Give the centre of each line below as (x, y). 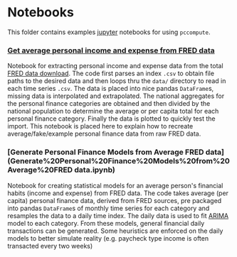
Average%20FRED (40, 170)
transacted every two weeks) (50, 246)
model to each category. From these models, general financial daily (106, 223)
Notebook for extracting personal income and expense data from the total (115, 66)
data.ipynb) (95, 170)
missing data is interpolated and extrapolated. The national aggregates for (116, 96)
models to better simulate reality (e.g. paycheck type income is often (108, 238)
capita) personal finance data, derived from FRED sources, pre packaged (115, 200)
